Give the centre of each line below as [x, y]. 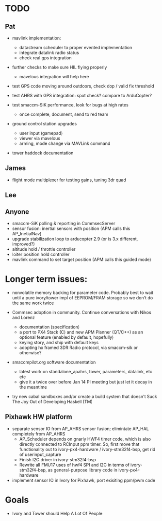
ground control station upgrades [44, 124]
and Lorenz [23, 317]
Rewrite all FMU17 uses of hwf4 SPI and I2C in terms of [74, 465]
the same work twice [33, 303]
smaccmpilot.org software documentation [54, 362]
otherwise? [30, 352]
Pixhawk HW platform [39, 417]
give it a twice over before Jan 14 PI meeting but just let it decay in [86, 382]
